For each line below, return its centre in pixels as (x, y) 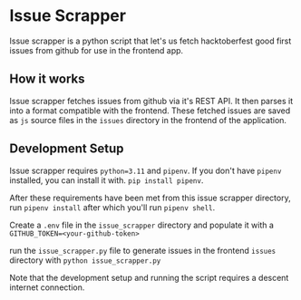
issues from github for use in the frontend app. (97, 50)
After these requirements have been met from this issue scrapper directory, (150, 198)
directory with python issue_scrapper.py (85, 260)
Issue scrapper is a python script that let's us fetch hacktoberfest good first (150, 41)
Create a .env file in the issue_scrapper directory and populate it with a (142, 225)
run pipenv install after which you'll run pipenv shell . (112, 207)
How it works (47, 79)
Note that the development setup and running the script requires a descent (149, 277)
